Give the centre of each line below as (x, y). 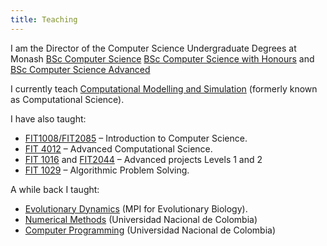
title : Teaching (44, 19)
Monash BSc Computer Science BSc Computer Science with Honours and (162, 58)
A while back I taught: (55, 189)
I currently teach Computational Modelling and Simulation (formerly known (164, 88)
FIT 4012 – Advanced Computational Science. (118, 148)
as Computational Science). (67, 99)
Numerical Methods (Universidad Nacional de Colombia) (141, 219)
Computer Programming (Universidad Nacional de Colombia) (150, 230)
